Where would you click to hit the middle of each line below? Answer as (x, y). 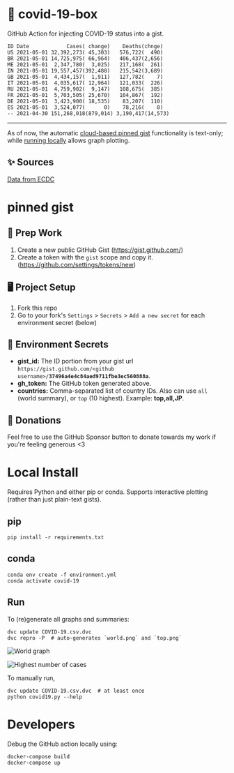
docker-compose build (39, 756)
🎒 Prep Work (35, 233)
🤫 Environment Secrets (58, 344)
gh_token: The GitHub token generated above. (84, 384)
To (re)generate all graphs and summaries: (68, 619)
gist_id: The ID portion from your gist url (75, 361)
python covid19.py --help (45, 697)
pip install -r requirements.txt (56, 537)
